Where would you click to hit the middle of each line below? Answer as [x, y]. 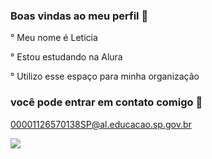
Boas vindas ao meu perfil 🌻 [79, 16]
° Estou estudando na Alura [66, 57]
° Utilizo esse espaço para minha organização [105, 76]
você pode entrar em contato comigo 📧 [106, 102]
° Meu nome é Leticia [54, 38]
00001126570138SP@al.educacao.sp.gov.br [101, 124]
